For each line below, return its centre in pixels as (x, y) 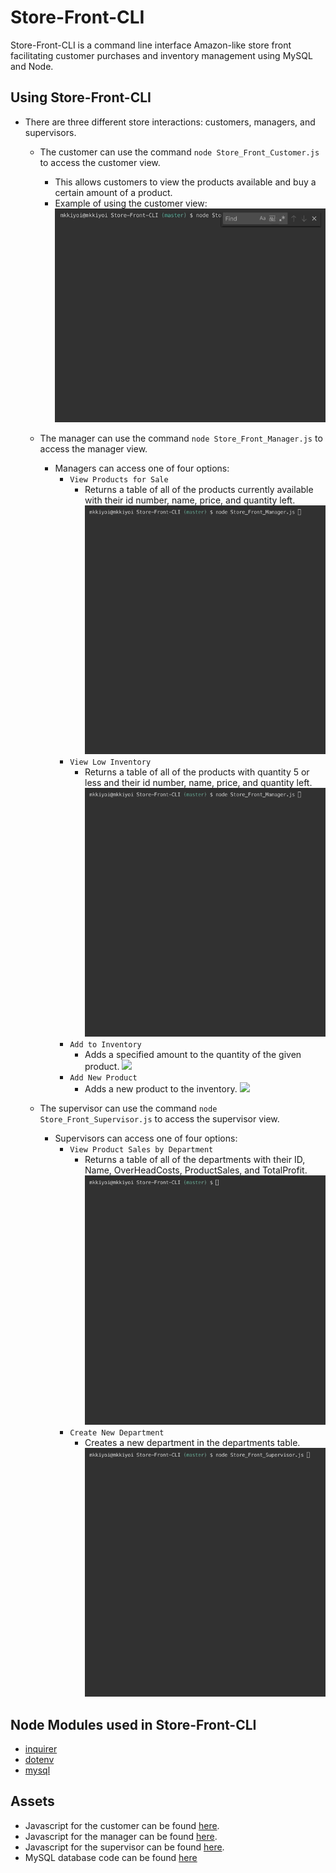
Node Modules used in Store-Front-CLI (133, 1724)
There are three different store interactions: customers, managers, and (170, 122)
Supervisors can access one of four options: (146, 1138)
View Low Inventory (110, 762)
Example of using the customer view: (131, 203)
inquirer (41, 1749)
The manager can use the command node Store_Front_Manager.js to (181, 438)
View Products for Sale (119, 479)
